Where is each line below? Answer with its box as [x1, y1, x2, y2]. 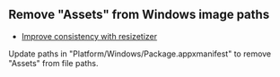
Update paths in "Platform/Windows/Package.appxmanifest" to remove [8, 48, 272, 59]
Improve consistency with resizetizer [21, 30, 158, 41]
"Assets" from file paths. [8, 57, 100, 68]
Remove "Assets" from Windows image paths [8, 7, 270, 22]
